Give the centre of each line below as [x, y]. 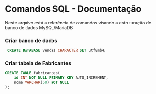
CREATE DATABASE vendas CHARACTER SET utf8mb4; [57, 51]
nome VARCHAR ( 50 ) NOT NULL [41, 82]
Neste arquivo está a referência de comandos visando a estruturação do [78, 23]
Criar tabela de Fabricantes [38, 63]
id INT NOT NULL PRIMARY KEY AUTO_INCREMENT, [61, 78]
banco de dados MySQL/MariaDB [39, 27]
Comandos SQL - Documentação [73, 9]
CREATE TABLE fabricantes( [33, 73]
